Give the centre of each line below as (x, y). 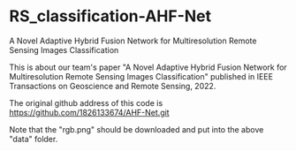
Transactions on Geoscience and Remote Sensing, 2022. (113, 86)
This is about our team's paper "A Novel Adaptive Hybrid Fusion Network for (148, 67)
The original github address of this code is (86, 102)
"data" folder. (34, 139)
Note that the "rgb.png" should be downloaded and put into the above (137, 129)
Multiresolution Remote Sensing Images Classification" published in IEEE (141, 76)
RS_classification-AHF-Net (110, 16)
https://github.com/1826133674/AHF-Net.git (89, 112)
